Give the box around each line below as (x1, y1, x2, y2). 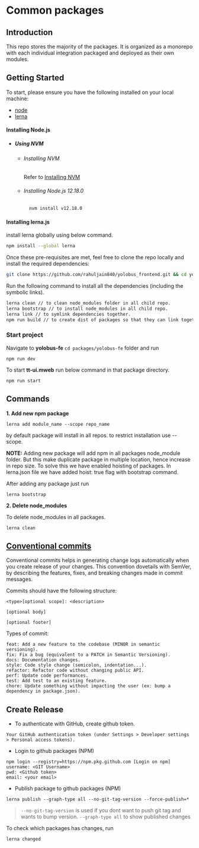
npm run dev (6, 356, 36, 362)
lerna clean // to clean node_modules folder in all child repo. (6, 300, 171, 306)
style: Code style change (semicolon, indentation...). (6, 662, 147, 668)
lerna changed (6, 836, 41, 842)
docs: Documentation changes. (6, 657, 81, 663)
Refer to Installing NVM (23, 173, 81, 180)
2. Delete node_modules (6, 502, 68, 509)
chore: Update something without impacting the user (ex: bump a (6, 683, 171, 689)
